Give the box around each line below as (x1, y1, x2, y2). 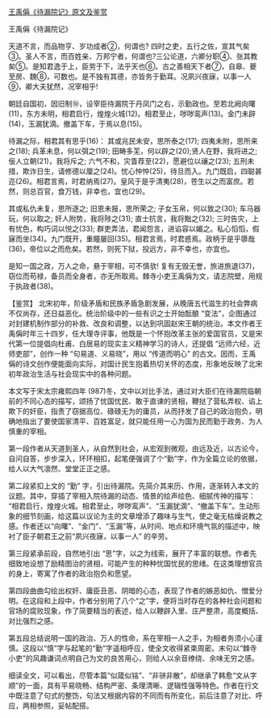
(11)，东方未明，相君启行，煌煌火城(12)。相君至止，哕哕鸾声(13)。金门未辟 (8, 109, 256, 119)
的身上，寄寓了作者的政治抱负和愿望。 (8, 569, 135, 578)
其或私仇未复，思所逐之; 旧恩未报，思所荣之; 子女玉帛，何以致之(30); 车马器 (8, 204, 261, 213)
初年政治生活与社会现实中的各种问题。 (8, 369, 135, 378)
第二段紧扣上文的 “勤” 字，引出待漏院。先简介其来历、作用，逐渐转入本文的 (8, 481, 260, 490)
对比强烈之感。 (8, 616, 58, 625)
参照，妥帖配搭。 (35, 701, 94, 710)
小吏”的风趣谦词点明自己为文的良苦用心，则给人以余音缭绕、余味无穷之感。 (8, 653, 260, 663)
